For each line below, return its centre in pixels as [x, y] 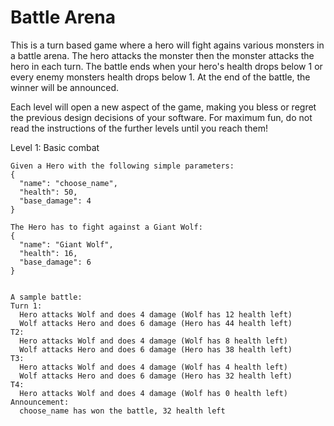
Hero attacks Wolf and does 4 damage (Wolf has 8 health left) [153, 341]
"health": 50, [48, 192]
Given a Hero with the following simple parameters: [122, 166]
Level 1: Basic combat [55, 147]
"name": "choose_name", [68, 183]
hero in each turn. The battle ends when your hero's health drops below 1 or [166, 66]
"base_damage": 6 [55, 262]
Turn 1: [26, 306]
